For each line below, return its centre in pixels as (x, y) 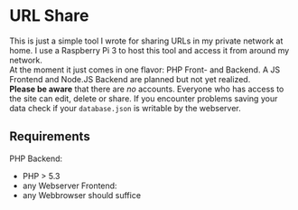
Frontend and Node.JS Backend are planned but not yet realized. (130, 79)
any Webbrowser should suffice (82, 195)
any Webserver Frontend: (70, 186)
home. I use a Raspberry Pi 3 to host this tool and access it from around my (149, 50)
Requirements (50, 137)
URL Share (49, 16)
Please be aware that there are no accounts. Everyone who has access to (147, 89)
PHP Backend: (36, 158)
